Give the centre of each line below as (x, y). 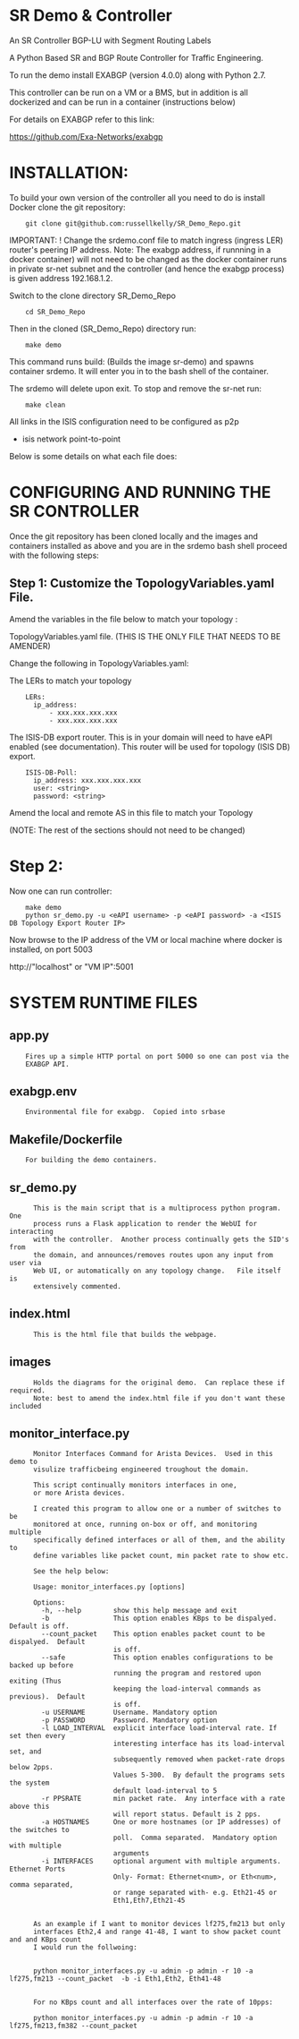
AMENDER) (30, 646)
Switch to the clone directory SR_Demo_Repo (93, 296)
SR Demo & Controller (91, 16)
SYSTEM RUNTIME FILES (104, 1002)
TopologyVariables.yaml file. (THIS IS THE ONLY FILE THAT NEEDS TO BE (145, 636)
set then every (37, 1736)
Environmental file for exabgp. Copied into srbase (125, 1112)
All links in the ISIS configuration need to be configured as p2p (124, 421)
